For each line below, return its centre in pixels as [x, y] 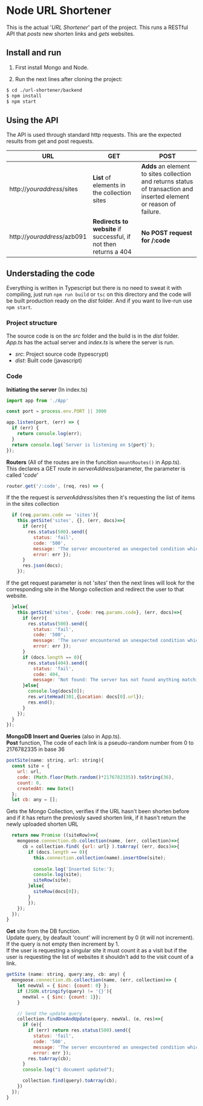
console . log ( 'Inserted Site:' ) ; [74, 869]
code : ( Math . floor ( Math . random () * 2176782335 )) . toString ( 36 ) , [96, 777]
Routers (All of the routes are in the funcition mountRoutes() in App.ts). [94, 462]
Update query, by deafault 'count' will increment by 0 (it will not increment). [100, 938]
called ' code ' [22, 475]
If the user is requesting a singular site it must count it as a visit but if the [97, 951]
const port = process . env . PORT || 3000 [56, 411]
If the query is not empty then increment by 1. [63, 944]
